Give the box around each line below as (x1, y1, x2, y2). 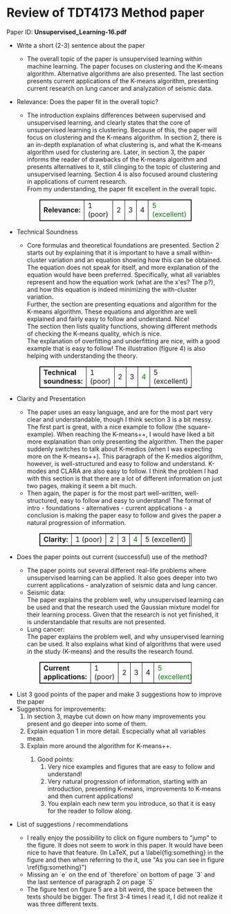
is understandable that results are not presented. (26, 617, 166, 626)
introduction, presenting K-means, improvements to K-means (47, 784, 221, 793)
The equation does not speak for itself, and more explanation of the (26, 263, 219, 271)
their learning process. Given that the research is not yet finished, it (26, 610, 219, 619)
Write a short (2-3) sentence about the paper (16, 41, 145, 49)
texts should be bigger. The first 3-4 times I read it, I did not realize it (26, 893, 223, 901)
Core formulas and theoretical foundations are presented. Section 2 (26, 241, 219, 249)
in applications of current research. (26, 177, 127, 185)
